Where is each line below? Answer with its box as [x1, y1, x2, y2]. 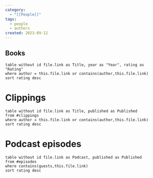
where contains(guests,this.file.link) [5, 163, 88, 168]
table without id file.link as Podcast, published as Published [5, 154, 142, 160]
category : [5, 7, 26, 12]
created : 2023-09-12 [5, 30, 48, 35]
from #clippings [5, 113, 39, 118]
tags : [5, 16, 16, 21]
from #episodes [5, 159, 37, 164]
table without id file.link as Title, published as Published [5, 108, 137, 113]
